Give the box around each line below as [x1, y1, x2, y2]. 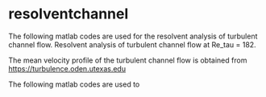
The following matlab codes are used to [8, 79, 140, 89]
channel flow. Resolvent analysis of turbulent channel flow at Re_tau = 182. [8, 39, 256, 49]
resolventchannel [8, 5, 129, 23]
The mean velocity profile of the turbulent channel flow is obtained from [8, 55, 247, 65]
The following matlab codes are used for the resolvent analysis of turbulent [8, 31, 258, 41]
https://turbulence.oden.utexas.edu [8, 63, 127, 73]
